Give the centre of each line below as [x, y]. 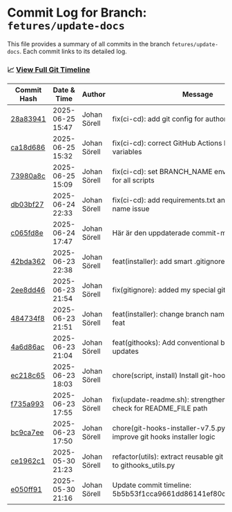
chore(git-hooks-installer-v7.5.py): [171, 428]
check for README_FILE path [160, 408]
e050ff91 [27, 490]
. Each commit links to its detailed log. [74, 51]
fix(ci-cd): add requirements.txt [164, 200]
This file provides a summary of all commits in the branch [89, 44]
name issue [131, 209]
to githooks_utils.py [144, 466]
